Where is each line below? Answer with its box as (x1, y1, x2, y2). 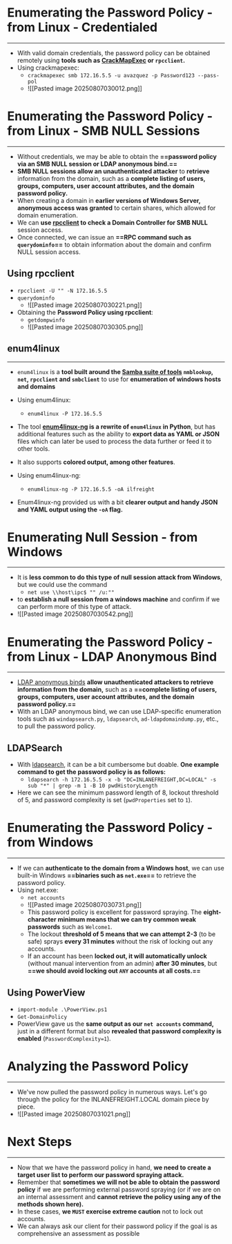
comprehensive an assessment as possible (17, 1229, 140, 1237)
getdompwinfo (27, 316, 66, 324)
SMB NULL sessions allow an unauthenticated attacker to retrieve (17, 167, 210, 175)
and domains (17, 382, 56, 391)
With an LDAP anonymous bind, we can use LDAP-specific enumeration (17, 708, 222, 716)
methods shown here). (17, 1200, 84, 1208)
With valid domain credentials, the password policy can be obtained (17, 48, 211, 57)
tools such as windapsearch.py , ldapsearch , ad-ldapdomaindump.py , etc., (17, 715, 219, 723)
